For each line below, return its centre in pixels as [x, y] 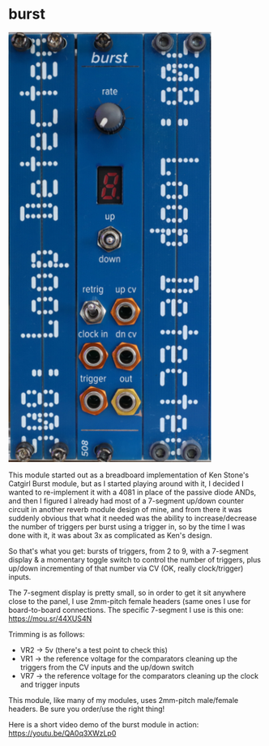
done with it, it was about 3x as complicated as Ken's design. [111, 535]
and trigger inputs [50, 684]
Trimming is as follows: [47, 634]
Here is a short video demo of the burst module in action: [104, 724]
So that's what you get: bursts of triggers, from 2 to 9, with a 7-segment [128, 551]
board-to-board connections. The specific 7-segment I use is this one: [126, 610]
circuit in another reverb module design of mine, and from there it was [125, 509]
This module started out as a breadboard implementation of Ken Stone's [129, 475]
